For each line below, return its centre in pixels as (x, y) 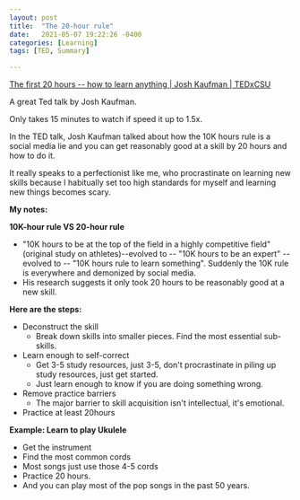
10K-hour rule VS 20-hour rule (67, 227)
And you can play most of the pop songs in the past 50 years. (136, 486)
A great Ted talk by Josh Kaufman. (73, 102)
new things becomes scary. (60, 192)
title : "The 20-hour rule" (62, 26)
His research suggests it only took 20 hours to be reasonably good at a (153, 283)
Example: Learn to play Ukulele (68, 430)
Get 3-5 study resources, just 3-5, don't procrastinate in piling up (156, 365)
